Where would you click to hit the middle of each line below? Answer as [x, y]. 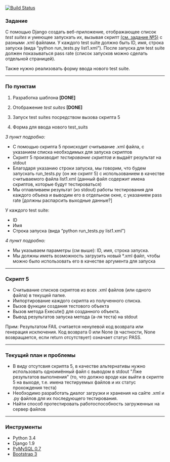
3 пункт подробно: [25, 137]
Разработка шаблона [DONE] [44, 97]
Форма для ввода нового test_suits [50, 127]
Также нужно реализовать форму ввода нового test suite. [68, 69]
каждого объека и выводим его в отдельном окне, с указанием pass [87, 195]
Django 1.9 [24, 443]
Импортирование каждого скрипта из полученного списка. [77, 301]
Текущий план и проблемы [40, 355]
